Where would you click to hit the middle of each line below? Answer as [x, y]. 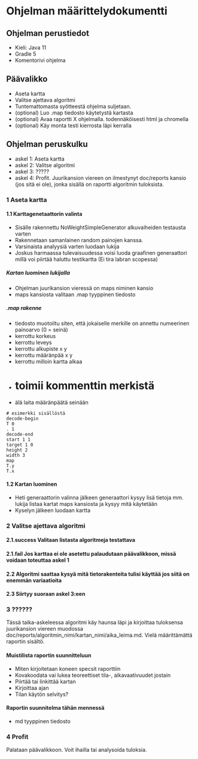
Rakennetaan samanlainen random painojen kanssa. [79, 240]
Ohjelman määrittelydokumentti [87, 11]
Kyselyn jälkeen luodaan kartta [53, 510]
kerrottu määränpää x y [44, 355]
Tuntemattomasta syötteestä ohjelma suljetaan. [73, 106]
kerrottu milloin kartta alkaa [48, 362]
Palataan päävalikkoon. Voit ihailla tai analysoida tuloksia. [77, 750]
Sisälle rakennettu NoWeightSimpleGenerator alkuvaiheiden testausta [100, 227]
